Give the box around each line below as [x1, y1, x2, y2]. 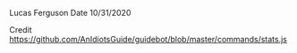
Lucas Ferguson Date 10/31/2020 [9, 8, 132, 18]
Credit [9, 25, 32, 34]
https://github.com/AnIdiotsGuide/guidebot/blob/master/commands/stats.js [9, 34, 288, 44]
